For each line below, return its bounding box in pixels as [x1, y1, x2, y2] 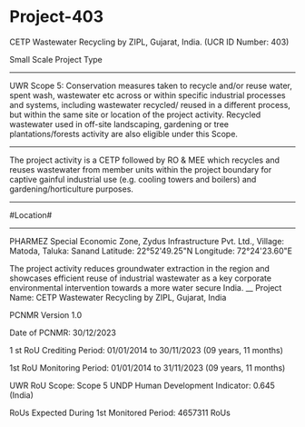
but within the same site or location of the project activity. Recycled [9, 109, 261, 120]
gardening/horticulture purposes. [9, 184, 134, 194]
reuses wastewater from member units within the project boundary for [9, 164, 272, 174]
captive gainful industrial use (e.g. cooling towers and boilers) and [9, 174, 257, 184]
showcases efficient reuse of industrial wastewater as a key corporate [9, 273, 272, 283]
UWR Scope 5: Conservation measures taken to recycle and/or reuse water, [9, 80, 292, 91]
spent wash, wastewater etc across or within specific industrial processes [9, 89, 286, 101]
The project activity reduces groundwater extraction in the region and [9, 263, 271, 273]
